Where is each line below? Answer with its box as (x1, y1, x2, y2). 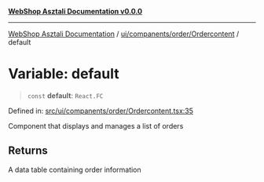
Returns (8, 144, 49, 158)
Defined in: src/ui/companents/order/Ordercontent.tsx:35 (8, 106, 194, 115)
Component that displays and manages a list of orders (8, 121, 184, 130)
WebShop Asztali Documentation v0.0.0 (8, 7, 143, 16)
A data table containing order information (8, 165, 141, 174)
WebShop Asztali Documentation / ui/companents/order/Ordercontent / (8, 29, 240, 38)
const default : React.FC (27, 90, 104, 100)
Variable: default (8, 65, 119, 83)
